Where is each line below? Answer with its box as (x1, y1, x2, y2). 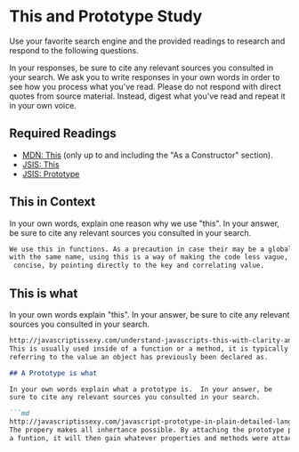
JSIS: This (21, 158, 60, 170)
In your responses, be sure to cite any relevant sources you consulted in (9, 62, 274, 73)
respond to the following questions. (9, 44, 140, 55)
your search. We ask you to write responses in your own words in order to (9, 71, 280, 82)
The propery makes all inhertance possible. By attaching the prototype (9, 425, 285, 434)
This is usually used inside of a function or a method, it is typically (9, 344, 289, 353)
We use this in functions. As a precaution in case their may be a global (9, 245, 293, 254)
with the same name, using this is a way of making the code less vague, (9, 253, 289, 262)
